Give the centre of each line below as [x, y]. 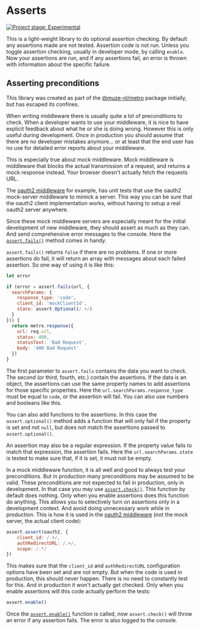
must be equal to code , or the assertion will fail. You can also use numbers [98, 396]
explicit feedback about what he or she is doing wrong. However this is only [100, 128]
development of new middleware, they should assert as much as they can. [98, 227]
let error [19, 276]
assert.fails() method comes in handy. [56, 240]
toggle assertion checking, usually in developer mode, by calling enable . [95, 51]
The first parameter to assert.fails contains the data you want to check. [97, 371]
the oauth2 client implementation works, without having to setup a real [93, 203]
